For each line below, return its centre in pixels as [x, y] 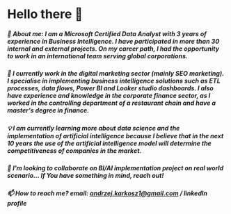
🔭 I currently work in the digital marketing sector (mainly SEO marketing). [115, 74]
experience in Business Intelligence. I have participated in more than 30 [113, 41]
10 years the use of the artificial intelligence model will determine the [110, 143]
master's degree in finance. [48, 110]
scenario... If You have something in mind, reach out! [86, 175]
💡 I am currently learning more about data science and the [94, 128]
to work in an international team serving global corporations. [97, 56]
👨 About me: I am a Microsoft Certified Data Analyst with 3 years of [107, 33]
